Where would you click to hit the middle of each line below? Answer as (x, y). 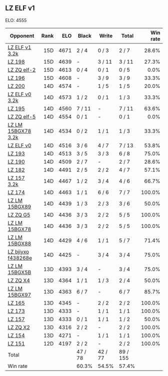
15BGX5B (19, 272)
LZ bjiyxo (18, 251)
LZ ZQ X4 (19, 280)
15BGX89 (19, 206)
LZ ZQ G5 (19, 214)
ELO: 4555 (16, 20)
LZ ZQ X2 (19, 327)
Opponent (22, 35)
